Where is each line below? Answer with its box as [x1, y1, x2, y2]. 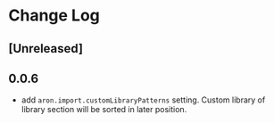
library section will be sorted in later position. [21, 104, 187, 115]
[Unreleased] [8, 41, 84, 56]
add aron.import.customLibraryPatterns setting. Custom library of [21, 94, 266, 105]
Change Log [8, 5, 100, 26]
